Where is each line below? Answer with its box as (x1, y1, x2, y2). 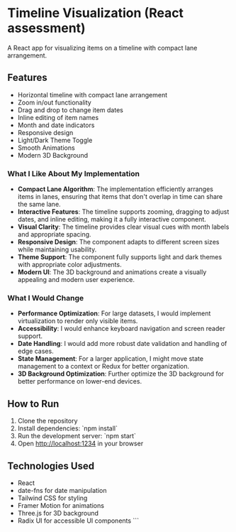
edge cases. (17, 347, 55, 356)
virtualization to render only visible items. (17, 317, 138, 325)
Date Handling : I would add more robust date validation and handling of (17, 340, 227, 348)
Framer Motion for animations (17, 501, 105, 509)
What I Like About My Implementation (7, 168, 140, 178)
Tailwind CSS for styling (17, 494, 88, 502)
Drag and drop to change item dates (17, 105, 124, 114)
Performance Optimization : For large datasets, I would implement (17, 309, 211, 317)
